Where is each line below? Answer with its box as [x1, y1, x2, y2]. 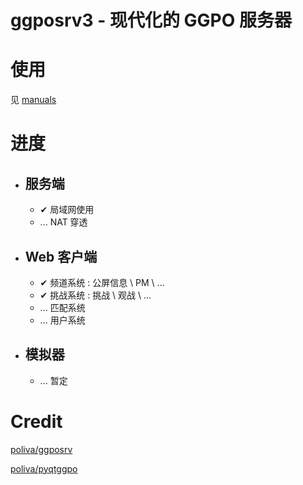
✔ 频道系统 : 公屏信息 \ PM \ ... [39, 276, 165, 288]
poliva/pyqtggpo [10, 462, 78, 475]
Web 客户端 [24, 248, 98, 265]
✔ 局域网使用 [39, 204, 95, 216]
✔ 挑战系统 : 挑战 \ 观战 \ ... [39, 289, 152, 301]
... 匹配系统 [39, 301, 86, 313]
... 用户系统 [39, 314, 86, 326]
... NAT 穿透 [39, 216, 88, 228]
